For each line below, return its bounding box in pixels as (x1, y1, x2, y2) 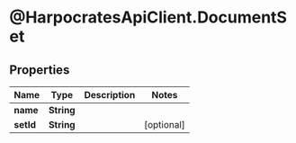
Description (84, 89, 136, 101)
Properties (9, 62, 70, 77)
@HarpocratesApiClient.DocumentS (9, 7, 288, 28)
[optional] (143, 119, 186, 130)
